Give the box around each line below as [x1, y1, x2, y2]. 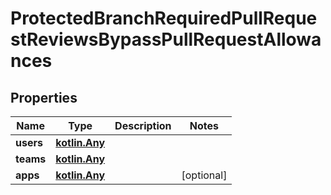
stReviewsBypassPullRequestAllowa [10, 28, 322, 51]
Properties [10, 89, 78, 106]
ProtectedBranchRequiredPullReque [10, 7, 318, 30]
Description [114, 119, 172, 132]
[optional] [181, 168, 228, 182]
